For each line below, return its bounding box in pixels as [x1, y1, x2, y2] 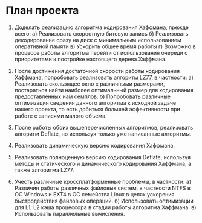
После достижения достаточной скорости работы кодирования [14, 67, 180, 74]
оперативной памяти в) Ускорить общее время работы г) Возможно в [14, 43, 196, 50]
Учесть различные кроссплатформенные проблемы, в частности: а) [14, 178, 192, 185]
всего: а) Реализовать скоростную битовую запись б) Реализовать [14, 30, 189, 37]
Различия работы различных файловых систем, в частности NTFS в [14, 184, 191, 192]
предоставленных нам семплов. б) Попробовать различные [14, 93, 171, 100]
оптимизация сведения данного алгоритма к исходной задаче [14, 99, 177, 106]
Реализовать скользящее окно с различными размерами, [14, 80, 165, 87]
